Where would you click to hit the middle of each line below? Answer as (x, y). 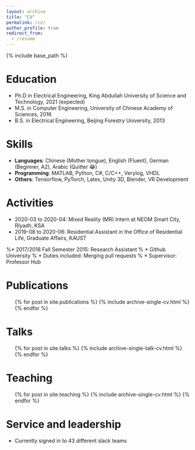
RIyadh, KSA (30, 225)
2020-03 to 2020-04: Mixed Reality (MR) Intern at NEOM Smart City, (97, 219)
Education (31, 79)
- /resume (23, 39)
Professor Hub (23, 261)
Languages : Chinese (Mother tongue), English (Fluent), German (91, 160)
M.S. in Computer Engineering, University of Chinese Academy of (94, 108)
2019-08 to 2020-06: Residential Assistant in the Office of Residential (98, 231)
